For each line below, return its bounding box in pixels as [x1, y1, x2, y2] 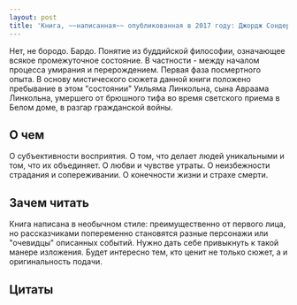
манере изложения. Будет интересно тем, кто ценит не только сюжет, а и [9, 247, 288, 257]
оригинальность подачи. [9, 256, 103, 267]
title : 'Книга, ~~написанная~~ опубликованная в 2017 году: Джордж [9, 21, 263, 30]
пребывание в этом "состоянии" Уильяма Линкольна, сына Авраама [9, 83, 270, 94]
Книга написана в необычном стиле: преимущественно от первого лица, [9, 218, 286, 230]
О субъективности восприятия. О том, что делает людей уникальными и [9, 151, 285, 162]
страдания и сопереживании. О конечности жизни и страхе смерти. [9, 170, 269, 180]
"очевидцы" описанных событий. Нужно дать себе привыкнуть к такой [9, 238, 279, 248]
